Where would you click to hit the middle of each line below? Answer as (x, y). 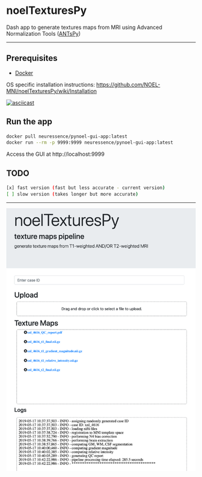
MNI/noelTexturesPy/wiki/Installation (52, 91)
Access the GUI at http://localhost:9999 (56, 154)
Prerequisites (32, 58)
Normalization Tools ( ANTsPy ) (44, 33)
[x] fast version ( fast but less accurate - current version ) (86, 188)
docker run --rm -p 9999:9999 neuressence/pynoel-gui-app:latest (90, 142)
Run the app (29, 122)
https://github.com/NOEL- (128, 85)
